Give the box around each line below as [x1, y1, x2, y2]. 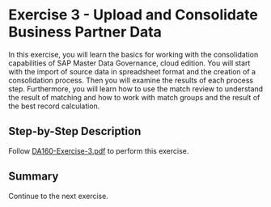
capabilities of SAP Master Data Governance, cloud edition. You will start [8, 58, 251, 68]
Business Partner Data [8, 23, 162, 41]
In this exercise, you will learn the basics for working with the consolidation [8, 49, 259, 59]
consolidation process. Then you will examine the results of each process [8, 75, 254, 85]
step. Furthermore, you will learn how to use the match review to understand [8, 83, 264, 94]
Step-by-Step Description [8, 125, 142, 138]
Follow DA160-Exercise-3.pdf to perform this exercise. [8, 146, 189, 155]
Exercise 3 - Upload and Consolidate [8, 6, 259, 24]
